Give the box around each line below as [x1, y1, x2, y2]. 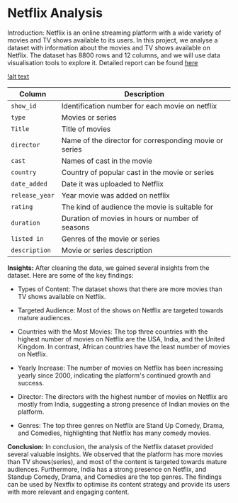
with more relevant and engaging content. [7, 487, 130, 496]
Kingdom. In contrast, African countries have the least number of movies [17, 342, 230, 351]
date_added [11, 179, 47, 188]
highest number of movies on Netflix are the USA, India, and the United [17, 334, 225, 343]
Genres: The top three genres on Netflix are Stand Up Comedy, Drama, [17, 421, 225, 429]
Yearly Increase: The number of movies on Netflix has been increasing [17, 363, 223, 372]
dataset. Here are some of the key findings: [7, 271, 134, 279]
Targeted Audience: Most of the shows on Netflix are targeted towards [17, 306, 224, 315]
